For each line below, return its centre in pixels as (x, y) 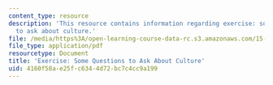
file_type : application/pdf (56, 46)
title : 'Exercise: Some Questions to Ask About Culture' (107, 62)
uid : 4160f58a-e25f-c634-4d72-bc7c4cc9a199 (83, 69)
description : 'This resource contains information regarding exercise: (132, 23)
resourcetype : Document (49, 53)
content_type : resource (49, 16)
